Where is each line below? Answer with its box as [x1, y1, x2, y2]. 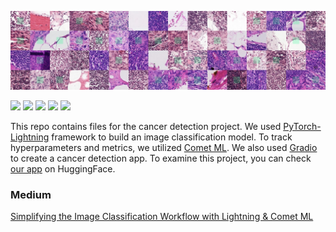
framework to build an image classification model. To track [51, 131, 293, 143]
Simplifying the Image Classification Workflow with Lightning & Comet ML [10, 211, 314, 223]
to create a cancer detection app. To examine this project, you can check [10, 152, 312, 164]
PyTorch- [283, 121, 322, 132]
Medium [10, 187, 52, 201]
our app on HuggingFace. [10, 163, 116, 175]
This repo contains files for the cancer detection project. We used [10, 121, 282, 132]
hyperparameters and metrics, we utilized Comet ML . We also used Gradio [10, 142, 318, 153]
